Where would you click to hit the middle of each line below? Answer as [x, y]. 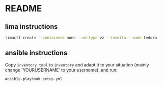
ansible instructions [36, 53]
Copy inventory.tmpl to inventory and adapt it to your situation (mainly [77, 64]
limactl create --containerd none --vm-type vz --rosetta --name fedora [81, 38]
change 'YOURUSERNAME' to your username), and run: [61, 70]
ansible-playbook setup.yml [34, 79]
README [24, 9]
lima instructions [31, 27]
